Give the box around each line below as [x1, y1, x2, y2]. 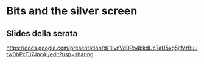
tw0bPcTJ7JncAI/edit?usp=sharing [6, 51, 94, 58]
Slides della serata [6, 28, 78, 39]
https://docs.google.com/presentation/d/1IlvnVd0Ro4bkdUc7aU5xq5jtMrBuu [6, 44, 198, 51]
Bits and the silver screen [6, 4, 138, 18]
